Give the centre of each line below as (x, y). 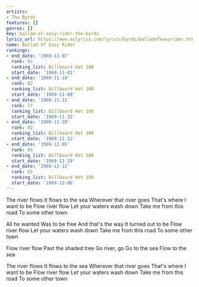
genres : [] (20, 28)
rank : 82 (22, 84)
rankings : (18, 51)
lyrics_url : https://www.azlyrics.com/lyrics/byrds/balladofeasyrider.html (102, 39)
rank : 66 (22, 150)
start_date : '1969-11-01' (44, 72)
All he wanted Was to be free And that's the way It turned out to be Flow (94, 224)
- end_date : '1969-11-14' (38, 78)
